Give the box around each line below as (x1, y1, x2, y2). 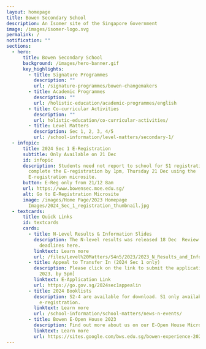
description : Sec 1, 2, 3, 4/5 (33, 129, 114, 135)
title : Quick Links (22, 214, 72, 220)
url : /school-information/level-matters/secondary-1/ (33, 134, 174, 141)
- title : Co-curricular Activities (28, 105, 120, 112)
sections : (6, 43, 32, 50)
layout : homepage (6, 9, 51, 15)
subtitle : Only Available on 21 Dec (22, 151, 116, 157)
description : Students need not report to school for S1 (22, 163, 172, 169)
